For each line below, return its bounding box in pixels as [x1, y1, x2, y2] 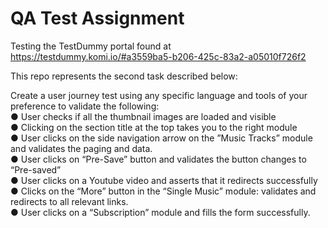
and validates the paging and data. [10, 142, 153, 154]
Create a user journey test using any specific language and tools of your [10, 89, 308, 101]
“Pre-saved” [10, 163, 62, 176]
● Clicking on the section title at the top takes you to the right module [10, 121, 298, 133]
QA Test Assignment [10, 7, 185, 30]
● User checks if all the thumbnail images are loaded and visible [10, 110, 277, 122]
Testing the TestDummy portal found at [10, 40, 172, 52]
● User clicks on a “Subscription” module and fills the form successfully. [10, 206, 311, 218]
